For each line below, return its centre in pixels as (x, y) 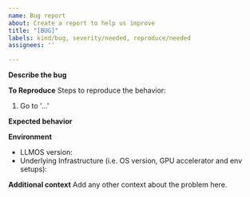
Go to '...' (34, 106)
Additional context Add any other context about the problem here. (118, 185)
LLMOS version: (46, 152)
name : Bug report (37, 16)
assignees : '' (32, 45)
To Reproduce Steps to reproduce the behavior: (87, 91)
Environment (30, 137)
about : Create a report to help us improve (82, 23)
